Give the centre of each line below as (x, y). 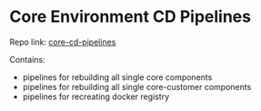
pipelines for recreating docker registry (96, 96)
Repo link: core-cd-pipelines (63, 42)
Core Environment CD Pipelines (130, 17)
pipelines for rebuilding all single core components (117, 77)
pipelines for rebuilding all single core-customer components (137, 86)
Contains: (27, 59)
